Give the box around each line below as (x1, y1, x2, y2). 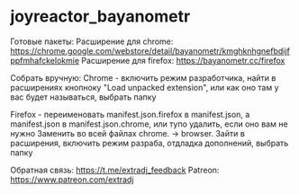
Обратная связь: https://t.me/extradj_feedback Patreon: (10, 164, 220, 175)
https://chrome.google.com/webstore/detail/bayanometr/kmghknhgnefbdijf (10, 45, 291, 56)
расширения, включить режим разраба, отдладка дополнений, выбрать (10, 137, 289, 148)
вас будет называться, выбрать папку (10, 92, 157, 102)
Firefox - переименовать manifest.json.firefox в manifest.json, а (10, 109, 250, 119)
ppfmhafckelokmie (10, 55, 80, 66)
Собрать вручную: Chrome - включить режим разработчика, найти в (10, 72, 276, 83)
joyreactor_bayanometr (10, 6, 191, 27)
